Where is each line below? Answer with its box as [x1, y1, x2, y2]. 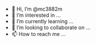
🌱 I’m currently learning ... [11, 18, 74, 24]
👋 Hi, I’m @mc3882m [11, 6, 63, 12]
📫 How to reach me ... [11, 31, 66, 37]
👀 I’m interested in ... [11, 12, 61, 19]
